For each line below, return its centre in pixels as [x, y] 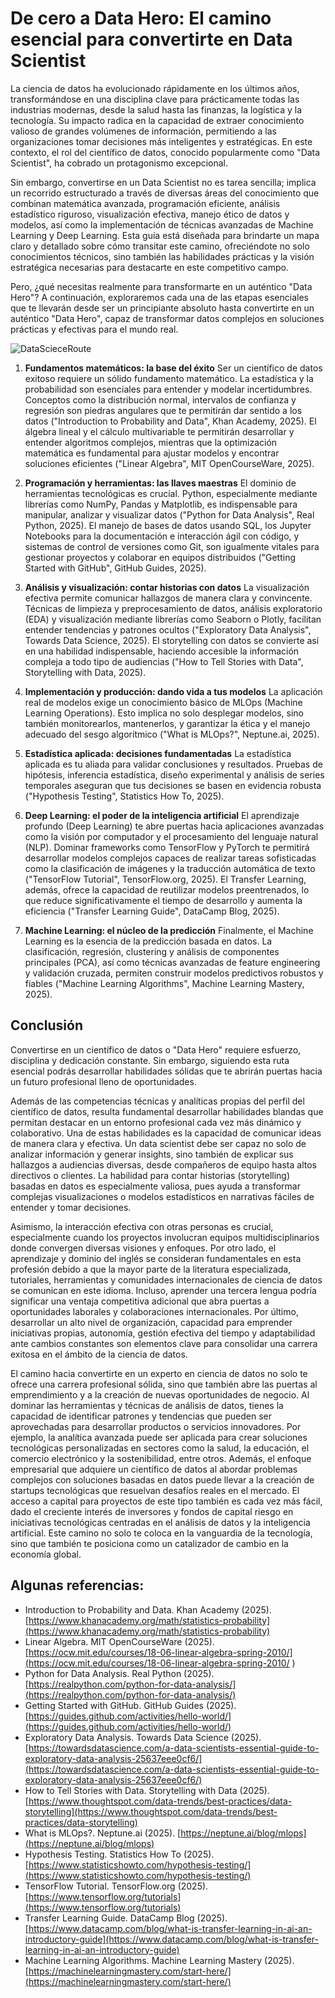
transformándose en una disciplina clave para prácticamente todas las [155, 99]
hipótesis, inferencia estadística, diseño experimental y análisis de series [174, 774]
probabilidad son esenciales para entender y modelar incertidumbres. [168, 389]
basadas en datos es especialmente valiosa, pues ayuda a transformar [156, 1186]
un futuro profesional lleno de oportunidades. [103, 1081]
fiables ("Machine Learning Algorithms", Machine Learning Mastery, [164, 983]
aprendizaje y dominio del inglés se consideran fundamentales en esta [156, 1258]
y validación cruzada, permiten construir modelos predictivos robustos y [174, 973]
